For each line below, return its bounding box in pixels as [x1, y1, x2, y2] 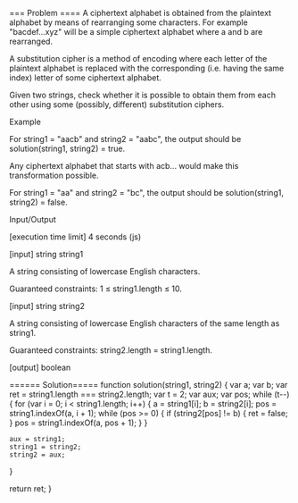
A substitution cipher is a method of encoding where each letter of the [9, 54, 268, 63]
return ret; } [9, 483, 52, 494]
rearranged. [9, 36, 54, 46]
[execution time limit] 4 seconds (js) [9, 231, 142, 242]
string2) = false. [9, 197, 69, 207]
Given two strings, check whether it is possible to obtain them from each [9, 89, 277, 100]
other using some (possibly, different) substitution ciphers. [9, 99, 225, 110]
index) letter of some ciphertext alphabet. [9, 72, 162, 83]
